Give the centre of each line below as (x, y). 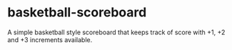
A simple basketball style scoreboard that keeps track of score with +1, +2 (116, 32)
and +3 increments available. (50, 39)
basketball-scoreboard (77, 12)
